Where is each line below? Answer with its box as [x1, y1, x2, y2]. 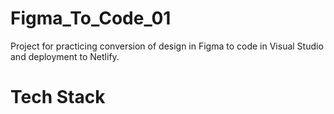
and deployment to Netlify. [10, 50, 120, 62]
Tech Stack [10, 86, 106, 109]
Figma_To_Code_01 [10, 7, 172, 30]
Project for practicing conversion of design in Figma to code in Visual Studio [10, 40, 324, 52]
